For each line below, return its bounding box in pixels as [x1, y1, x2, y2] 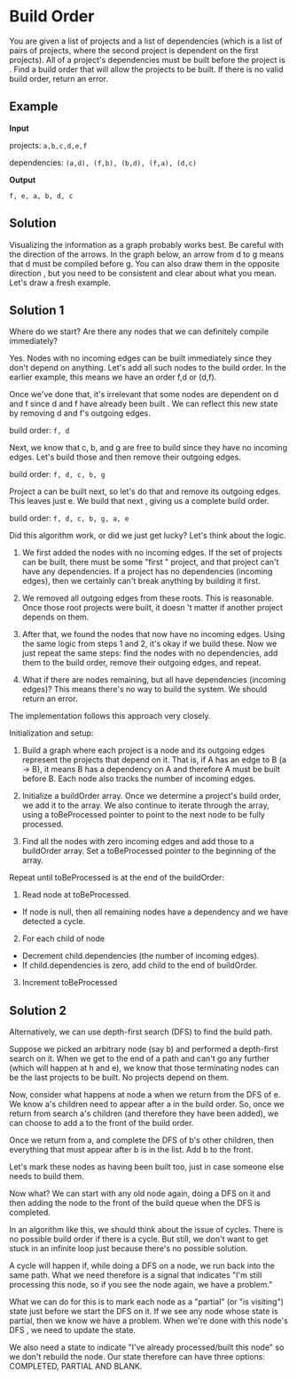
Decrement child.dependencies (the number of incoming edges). [21, 951, 260, 961]
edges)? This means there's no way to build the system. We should [21, 684, 268, 695]
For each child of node [21, 933, 105, 944]
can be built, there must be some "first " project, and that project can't [21, 557, 279, 568]
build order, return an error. [9, 73, 109, 84]
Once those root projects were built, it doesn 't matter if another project [21, 602, 284, 613]
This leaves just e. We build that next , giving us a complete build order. [9, 496, 270, 507]
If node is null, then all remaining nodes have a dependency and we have [21, 906, 289, 917]
